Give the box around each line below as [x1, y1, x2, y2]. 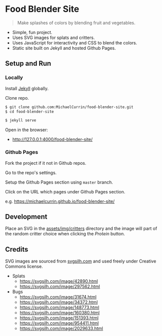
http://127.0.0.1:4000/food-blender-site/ [12, 137, 93, 143]
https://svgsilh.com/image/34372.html [19, 299, 98, 305]
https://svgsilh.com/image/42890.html [19, 278, 98, 284]
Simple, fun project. [12, 29, 53, 35]
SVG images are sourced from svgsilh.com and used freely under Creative [5, 258, 157, 264]
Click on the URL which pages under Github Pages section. [5, 188, 125, 194]
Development [5, 212, 48, 221]
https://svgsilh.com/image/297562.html [19, 284, 100, 290]
